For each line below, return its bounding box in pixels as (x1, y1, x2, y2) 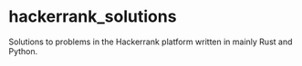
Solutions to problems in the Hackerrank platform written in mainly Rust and (8, 36, 293, 47)
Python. (8, 45, 38, 56)
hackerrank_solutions (8, 6, 177, 27)
